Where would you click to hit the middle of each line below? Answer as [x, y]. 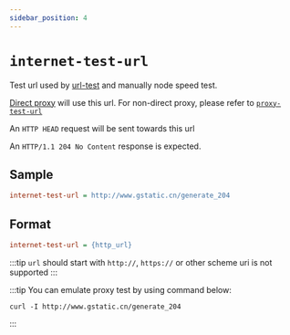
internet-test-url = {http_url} [71, 246]
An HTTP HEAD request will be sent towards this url [102, 128]
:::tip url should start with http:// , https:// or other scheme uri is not [141, 262]
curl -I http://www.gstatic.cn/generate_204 [95, 307]
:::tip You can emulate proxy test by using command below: [121, 289]
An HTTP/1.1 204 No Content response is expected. [105, 146]
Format [31, 224]
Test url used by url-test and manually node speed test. [114, 85]
